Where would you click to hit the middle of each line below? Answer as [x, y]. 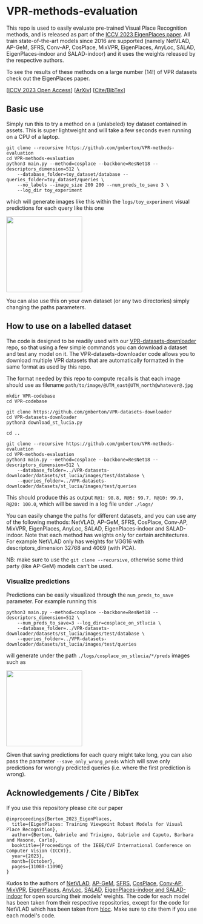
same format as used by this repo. [49, 367]
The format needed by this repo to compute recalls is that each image [93, 378]
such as [16, 661]
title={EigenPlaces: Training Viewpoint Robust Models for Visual [97, 824]
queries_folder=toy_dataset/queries [52, 179]
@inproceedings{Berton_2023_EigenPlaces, [59, 819]
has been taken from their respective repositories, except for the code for [98, 902]
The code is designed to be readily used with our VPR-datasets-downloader [101, 341]
